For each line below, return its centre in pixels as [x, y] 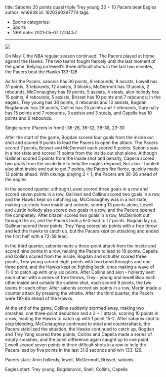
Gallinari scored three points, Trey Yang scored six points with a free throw [81, 226]
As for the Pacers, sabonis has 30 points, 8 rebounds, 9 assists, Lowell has [82, 81]
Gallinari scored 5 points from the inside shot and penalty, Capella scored [80, 158]
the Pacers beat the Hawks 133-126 [41, 72]
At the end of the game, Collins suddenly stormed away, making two [75, 308]
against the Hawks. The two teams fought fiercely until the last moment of [80, 61]
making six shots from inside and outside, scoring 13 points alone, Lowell [79, 205]
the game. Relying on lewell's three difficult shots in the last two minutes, [79, 67]
